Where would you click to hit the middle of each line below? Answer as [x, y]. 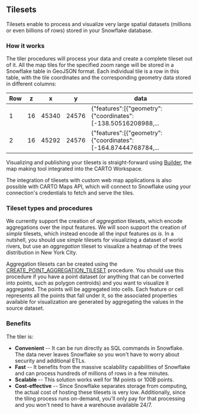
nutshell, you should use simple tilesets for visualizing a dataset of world [94, 240]
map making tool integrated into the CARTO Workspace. [75, 169]
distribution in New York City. [42, 253]
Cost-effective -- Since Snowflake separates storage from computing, [101, 386]
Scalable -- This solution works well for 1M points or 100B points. [94, 380]
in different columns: [31, 84]
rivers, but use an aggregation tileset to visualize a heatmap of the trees [94, 246]
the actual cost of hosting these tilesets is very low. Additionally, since [100, 392]
